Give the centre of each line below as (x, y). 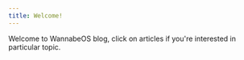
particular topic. (35, 47)
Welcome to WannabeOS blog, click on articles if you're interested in (122, 38)
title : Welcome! (35, 16)
